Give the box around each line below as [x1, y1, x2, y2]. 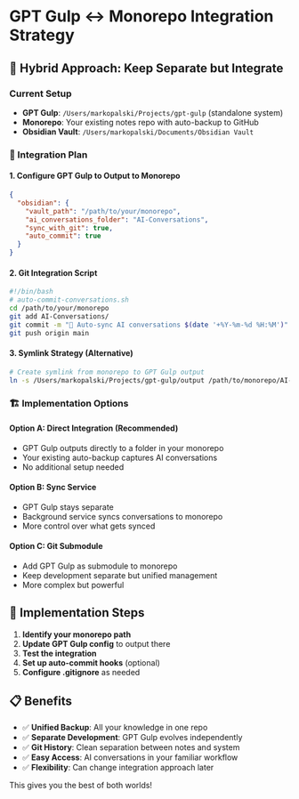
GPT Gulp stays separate [21, 501, 114, 512]
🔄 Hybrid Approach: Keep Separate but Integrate [9, 61, 284, 76]
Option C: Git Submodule [9, 541, 103, 552]
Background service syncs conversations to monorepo [21, 511, 223, 521]
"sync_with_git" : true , [25, 223, 114, 232]
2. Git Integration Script [9, 267, 98, 278]
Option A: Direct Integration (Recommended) [9, 423, 179, 433]
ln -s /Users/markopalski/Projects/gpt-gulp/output [9, 375, 205, 384]
